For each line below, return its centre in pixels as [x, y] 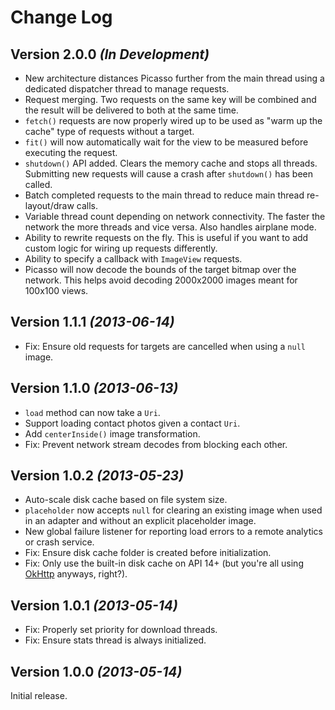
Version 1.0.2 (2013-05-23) [97, 476]
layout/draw [49, 205]
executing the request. [71, 152]
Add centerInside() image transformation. [112, 433]
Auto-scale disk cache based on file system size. [126, 500]
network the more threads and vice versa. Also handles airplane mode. [170, 227]
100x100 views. [56, 290]
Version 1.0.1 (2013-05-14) [94, 605]
